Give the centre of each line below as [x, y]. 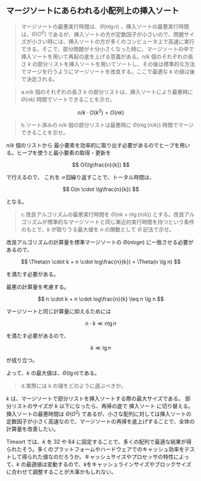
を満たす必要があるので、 [38, 336]
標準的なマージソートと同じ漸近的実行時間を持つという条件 [121, 222]
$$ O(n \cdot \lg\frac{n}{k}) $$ [101, 189]
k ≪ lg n [101, 348]
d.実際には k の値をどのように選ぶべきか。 [73, 386]
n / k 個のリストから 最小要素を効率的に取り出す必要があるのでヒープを [93, 146]
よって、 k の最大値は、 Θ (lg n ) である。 [53, 373]
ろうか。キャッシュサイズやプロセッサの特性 [118, 456]
